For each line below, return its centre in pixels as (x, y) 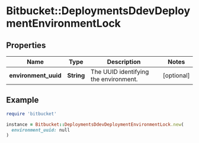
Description (124, 62)
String (76, 75)
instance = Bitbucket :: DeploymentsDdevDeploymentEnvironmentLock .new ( (95, 124)
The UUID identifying (120, 72)
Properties (26, 45)
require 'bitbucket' (32, 113)
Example (23, 100)
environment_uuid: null (41, 130)
